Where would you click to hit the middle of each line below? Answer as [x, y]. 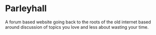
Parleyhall [26, 9]
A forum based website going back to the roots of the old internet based [78, 22]
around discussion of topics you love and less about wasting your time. [77, 27]
